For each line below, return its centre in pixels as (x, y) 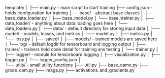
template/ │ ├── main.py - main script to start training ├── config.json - (79, 8)
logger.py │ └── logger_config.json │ (43, 60)
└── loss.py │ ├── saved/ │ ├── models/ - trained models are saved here (81, 39)
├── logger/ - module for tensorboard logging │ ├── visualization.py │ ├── (82, 54)
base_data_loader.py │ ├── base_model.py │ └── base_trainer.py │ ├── (80, 18)
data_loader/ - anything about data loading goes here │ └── (66, 23)
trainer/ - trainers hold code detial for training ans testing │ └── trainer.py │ (82, 49)
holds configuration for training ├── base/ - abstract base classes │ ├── (80, 13)
